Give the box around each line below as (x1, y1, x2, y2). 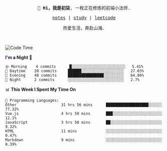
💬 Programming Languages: (5, 98, 59, 103)
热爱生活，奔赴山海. (62, 25, 105, 31)
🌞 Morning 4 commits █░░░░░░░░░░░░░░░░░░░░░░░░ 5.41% (5, 64, 143, 69)
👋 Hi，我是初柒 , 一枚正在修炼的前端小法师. (37, 5, 131, 11)
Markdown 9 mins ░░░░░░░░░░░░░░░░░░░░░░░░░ (5, 137, 162, 142)
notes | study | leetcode (52, 15, 116, 21)
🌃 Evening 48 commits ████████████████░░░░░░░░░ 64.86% (5, 73, 144, 78)
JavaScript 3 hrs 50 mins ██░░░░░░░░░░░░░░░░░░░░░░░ (5, 120, 162, 125)
